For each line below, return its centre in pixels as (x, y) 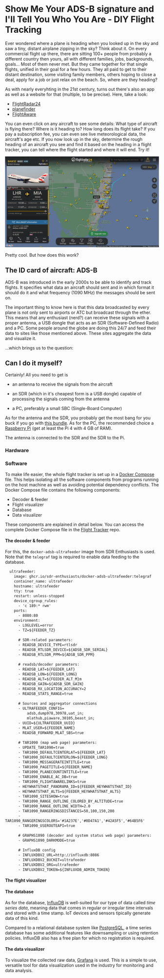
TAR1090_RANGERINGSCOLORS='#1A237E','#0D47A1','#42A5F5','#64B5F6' (75, 821)
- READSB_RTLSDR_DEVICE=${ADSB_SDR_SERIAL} (63, 650)
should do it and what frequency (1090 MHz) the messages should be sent (80, 292)
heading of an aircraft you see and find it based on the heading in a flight (78, 144)
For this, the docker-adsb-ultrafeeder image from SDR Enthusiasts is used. (80, 551)
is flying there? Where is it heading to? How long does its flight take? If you (80, 129)
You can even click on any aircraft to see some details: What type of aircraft (81, 124)
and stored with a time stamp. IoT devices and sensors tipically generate (78, 913)
